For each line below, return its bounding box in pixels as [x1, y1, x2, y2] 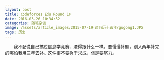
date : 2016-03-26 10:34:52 [5, 16, 60, 21]
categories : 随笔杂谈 [5, 20, 47, 26]
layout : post [5, 7, 32, 12]
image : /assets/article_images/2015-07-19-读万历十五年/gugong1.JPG [5, 25, 143, 30]
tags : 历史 [5, 30, 26, 35]
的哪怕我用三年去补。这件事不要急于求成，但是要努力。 [5, 50, 117, 56]
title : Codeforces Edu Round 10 [5, 12, 71, 17]
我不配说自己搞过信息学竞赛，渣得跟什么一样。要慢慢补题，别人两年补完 [13, 44, 160, 49]
